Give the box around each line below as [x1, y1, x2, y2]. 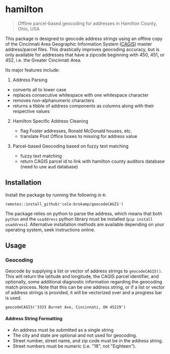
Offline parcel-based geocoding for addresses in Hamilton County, [17, 20, 157, 26]
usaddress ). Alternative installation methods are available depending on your [5, 221, 164, 227]
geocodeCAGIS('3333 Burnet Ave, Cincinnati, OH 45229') [5, 305, 126, 310]
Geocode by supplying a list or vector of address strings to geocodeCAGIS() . [5, 268, 162, 274]
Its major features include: [5, 67, 60, 73]
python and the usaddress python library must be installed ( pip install [5, 216, 153, 222]
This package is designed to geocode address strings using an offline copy [5, 36, 163, 42]
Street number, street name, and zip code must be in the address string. [12, 337, 163, 343]
